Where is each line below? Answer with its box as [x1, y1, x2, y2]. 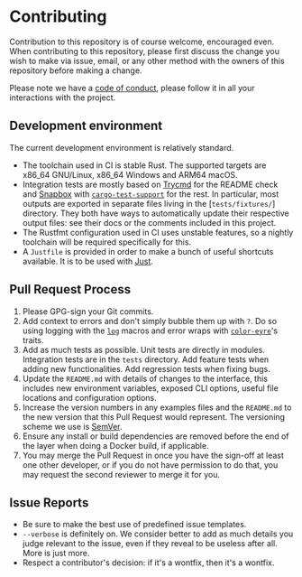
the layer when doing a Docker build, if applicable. [22, 440, 209, 451]
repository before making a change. [9, 65, 142, 76]
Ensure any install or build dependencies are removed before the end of [22, 431, 290, 442]
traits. [22, 334, 44, 345]
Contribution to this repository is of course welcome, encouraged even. [9, 36, 275, 47]
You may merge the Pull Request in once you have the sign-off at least [22, 450, 284, 461]
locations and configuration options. [22, 392, 158, 403]
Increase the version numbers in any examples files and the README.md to [22, 402, 292, 413]
